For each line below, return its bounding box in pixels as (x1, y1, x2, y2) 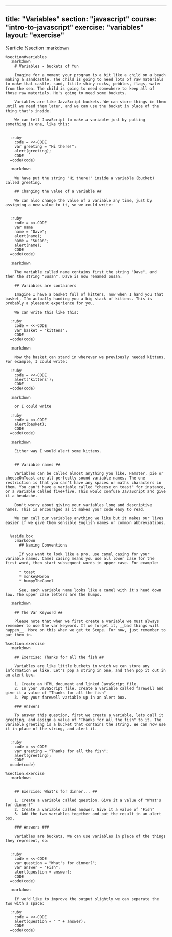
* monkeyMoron (18, 574, 50, 579)
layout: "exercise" (5, 31, 65, 40)
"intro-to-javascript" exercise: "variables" (5, 23, 144, 32)
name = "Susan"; (14, 238, 50, 243)
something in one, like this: (5, 121, 70, 127)
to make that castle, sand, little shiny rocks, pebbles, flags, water (5, 81, 161, 86)
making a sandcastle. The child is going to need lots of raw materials (5, 77, 164, 82)
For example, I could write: (5, 359, 68, 364)
